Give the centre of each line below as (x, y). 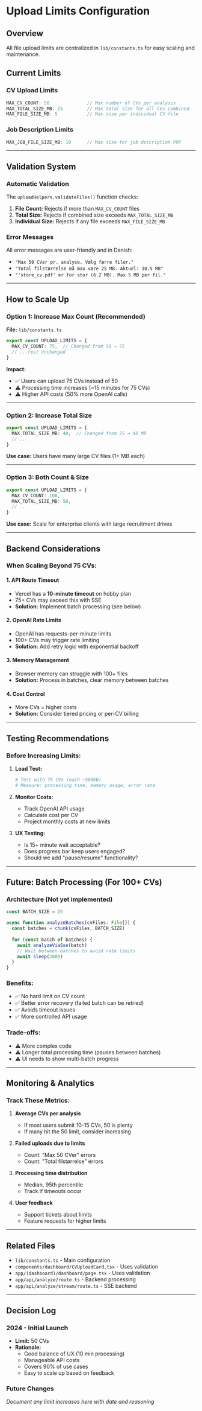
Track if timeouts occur (53, 1191)
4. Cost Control (26, 694)
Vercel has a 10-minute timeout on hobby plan (73, 593)
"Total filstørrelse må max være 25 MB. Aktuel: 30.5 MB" (89, 269)
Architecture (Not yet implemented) (60, 899)
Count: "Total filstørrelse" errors (63, 1161)
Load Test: (28, 768)
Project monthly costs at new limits (67, 821)
